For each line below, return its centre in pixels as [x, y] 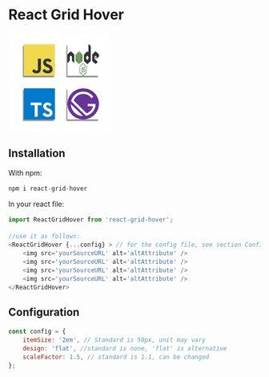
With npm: [25, 172]
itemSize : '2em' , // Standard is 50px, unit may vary [114, 340]
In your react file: [36, 204]
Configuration [44, 312]
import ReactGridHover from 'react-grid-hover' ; [91, 219]
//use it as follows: [44, 237]
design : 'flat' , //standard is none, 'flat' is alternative [125, 349]
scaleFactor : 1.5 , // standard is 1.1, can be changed [116, 357]
